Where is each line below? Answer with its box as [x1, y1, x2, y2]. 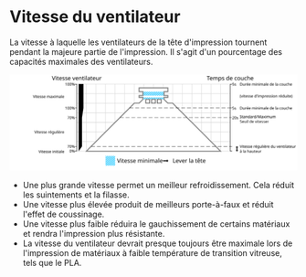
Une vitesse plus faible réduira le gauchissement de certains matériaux [22, 218, 290, 229]
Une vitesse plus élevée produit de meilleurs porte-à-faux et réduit [22, 198, 274, 209]
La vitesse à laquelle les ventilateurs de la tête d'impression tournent [9, 37, 268, 48]
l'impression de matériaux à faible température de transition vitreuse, [22, 247, 283, 258]
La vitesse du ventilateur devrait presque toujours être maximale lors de [22, 238, 293, 249]
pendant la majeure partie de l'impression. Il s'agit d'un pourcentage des [9, 46, 283, 57]
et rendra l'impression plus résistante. [22, 228, 165, 239]
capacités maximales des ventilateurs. [9, 56, 153, 67]
